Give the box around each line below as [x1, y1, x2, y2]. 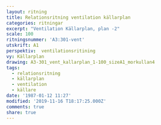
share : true [6, 109, 36, 115]
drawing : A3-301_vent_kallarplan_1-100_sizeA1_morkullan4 [6, 59, 155, 65]
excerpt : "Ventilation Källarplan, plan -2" [6, 25, 120, 32]
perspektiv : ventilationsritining [6, 48, 96, 54]
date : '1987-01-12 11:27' [6, 93, 71, 99]
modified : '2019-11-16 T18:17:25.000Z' [6, 98, 107, 104]
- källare [11, 87, 36, 93]
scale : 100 [6, 31, 34, 37]
